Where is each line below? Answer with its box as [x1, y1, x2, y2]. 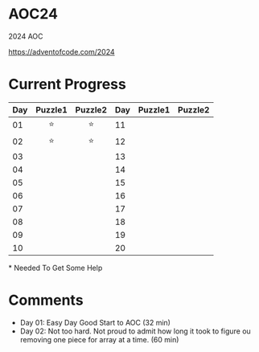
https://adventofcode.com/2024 [8, 47, 115, 56]
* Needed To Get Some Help [8, 263, 103, 272]
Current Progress [8, 76, 126, 93]
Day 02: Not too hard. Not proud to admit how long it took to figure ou [19, 326, 251, 336]
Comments [8, 291, 84, 309]
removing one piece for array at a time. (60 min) [19, 334, 179, 344]
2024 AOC [8, 31, 43, 41]
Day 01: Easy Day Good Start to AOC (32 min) [19, 317, 171, 327]
